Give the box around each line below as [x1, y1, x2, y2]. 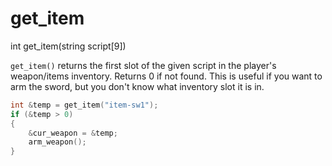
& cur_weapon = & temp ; [28, 128, 118, 138]
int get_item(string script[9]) [10, 40, 127, 52]
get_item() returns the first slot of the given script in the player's [10, 59, 277, 71]
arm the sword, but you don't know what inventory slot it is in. [10, 80, 265, 92]
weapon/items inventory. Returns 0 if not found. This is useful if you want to [10, 70, 323, 82]
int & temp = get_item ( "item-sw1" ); [10, 100, 159, 110]
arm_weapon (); [28, 137, 87, 147]
